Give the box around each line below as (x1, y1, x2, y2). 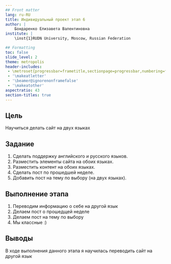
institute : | (5, 31, 33, 36)
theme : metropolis (5, 59, 44, 64)
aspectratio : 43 (5, 88, 40, 93)
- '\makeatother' (7, 83, 44, 88)
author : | (5, 21, 26, 27)
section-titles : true (5, 92, 51, 97)
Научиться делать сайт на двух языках (5, 125, 91, 131)
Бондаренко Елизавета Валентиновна (14, 27, 90, 32)
